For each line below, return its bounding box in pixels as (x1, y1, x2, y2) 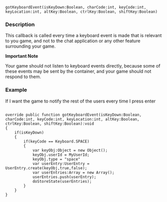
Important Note (5, 53, 39, 59)
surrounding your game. (5, 43, 56, 49)
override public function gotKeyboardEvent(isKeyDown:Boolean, (5, 112, 142, 117)
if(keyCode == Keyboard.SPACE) (23, 139, 90, 144)
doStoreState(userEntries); (32, 179, 92, 184)
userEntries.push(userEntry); (32, 174, 96, 180)
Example (5, 86, 27, 93)
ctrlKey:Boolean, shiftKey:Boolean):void (5, 121, 94, 126)
